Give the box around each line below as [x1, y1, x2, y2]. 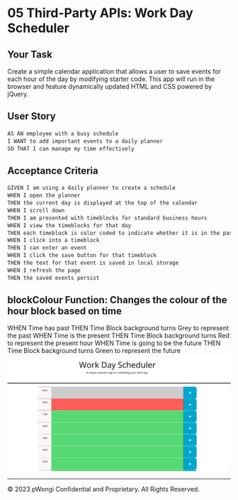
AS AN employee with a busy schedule [7, 130, 119, 137]
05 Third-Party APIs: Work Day [7, 5, 193, 21]
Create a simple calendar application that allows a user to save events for [7, 67, 221, 75]
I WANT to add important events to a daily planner [7, 137, 163, 145]
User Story [7, 110, 56, 122]
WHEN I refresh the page [7, 266, 81, 274]
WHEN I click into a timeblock [7, 237, 100, 244]
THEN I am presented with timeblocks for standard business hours [7, 214, 208, 222]
